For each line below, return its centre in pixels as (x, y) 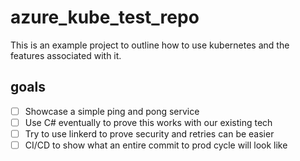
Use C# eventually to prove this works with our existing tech (148, 122)
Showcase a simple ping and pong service (112, 111)
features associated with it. (66, 55)
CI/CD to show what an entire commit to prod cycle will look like (156, 145)
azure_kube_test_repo (105, 17)
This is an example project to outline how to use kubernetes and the (150, 45)
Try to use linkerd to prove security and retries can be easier (149, 133)
